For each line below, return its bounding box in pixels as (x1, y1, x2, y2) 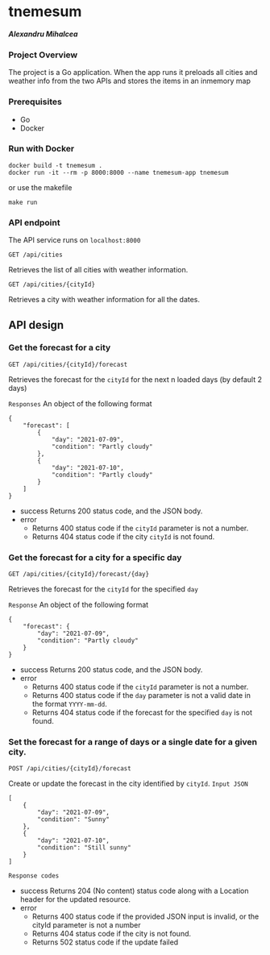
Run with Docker (8, 143, 75, 155)
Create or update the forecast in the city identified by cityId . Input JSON (8, 779, 248, 788)
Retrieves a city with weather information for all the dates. (8, 295, 200, 305)
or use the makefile (8, 182, 73, 192)
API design (8, 318, 64, 332)
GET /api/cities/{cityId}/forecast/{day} (8, 571, 150, 579)
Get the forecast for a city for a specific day (8, 551, 182, 563)
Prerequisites (8, 96, 62, 107)
